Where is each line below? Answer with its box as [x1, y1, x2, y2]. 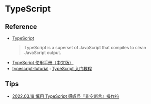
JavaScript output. [24, 50, 62, 55]
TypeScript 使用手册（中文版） [12, 60, 74, 65]
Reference [5, 23, 37, 31]
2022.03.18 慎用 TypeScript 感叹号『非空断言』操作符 [12, 93, 119, 99]
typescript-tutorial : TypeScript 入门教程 [12, 66, 92, 71]
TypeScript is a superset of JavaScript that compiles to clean [24, 45, 147, 50]
